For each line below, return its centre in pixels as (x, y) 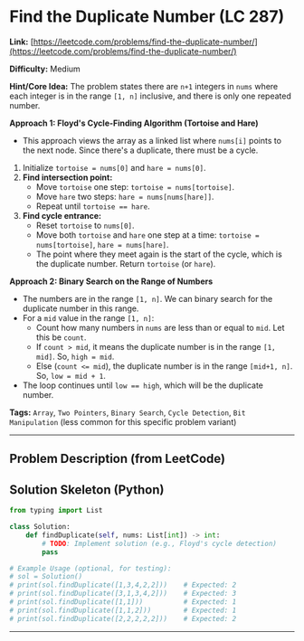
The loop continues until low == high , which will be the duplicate (143, 385)
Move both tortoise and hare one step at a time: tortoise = (147, 235)
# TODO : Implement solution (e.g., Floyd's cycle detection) (160, 543)
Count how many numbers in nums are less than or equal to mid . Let (160, 327)
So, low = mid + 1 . (71, 375)
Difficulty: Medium (45, 69)
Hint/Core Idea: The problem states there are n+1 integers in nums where (144, 86)
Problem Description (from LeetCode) (118, 459)
